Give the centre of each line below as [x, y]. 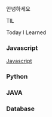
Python [17, 77]
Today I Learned [26, 32]
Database [20, 109]
